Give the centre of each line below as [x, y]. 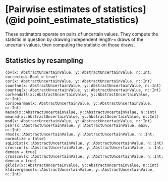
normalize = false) [26, 139]
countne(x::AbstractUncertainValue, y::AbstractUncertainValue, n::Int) [83, 85]
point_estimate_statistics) [83, 20]
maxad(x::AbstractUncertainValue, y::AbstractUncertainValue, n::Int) [81, 112]
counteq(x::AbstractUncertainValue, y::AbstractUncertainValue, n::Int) [83, 90]
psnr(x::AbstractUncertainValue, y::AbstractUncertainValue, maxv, [78, 125]
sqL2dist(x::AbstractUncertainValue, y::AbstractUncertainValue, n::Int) [85, 143]
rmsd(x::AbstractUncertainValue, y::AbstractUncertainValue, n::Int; [80, 134]
